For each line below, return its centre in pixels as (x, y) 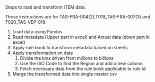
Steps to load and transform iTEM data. (45, 7)
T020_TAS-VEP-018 (25, 22)
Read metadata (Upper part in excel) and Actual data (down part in (81, 37)
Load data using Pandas (37, 32)
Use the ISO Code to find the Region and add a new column (81, 63)
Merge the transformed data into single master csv (65, 74)
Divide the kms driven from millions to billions (67, 58)
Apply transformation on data (43, 53)
